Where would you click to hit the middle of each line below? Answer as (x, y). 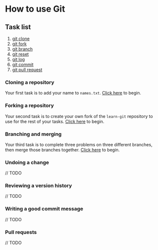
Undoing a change (27, 162)
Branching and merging (33, 134)
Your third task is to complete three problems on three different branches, (79, 144)
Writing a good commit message (44, 209)
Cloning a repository (30, 82)
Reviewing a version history (38, 186)
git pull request (27, 70)
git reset (20, 54)
